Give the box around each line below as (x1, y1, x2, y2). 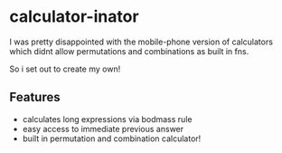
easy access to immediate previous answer (22, 123, 184, 134)
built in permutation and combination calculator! (22, 133, 202, 144)
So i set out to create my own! (9, 63, 121, 74)
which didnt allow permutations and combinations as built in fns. (9, 45, 249, 56)
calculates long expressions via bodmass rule (22, 113, 193, 124)
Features (9, 90, 61, 105)
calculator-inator (9, 6, 139, 27)
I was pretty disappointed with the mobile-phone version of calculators (9, 36, 274, 47)
